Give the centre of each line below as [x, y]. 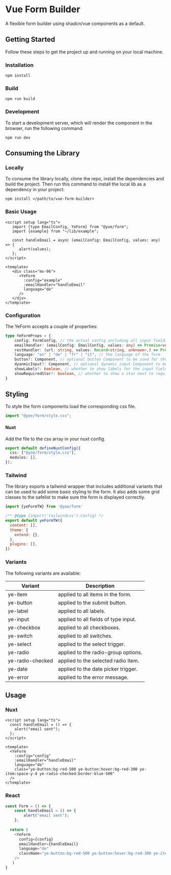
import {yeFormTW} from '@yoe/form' [44, 507]
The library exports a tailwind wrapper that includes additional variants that [84, 486]
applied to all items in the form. [95, 594]
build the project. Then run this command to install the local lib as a [76, 184]
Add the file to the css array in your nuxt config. [55, 439]
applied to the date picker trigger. [98, 669]
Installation [20, 65]
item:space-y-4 [21, 774]
